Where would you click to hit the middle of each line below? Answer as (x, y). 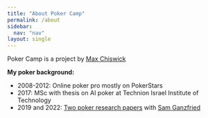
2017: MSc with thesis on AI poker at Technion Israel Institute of (108, 93)
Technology (34, 100)
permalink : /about (34, 20)
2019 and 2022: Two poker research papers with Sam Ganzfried (109, 108)
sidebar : (20, 26)
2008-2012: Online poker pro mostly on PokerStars (90, 86)
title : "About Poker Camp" (46, 13)
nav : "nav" (29, 33)
